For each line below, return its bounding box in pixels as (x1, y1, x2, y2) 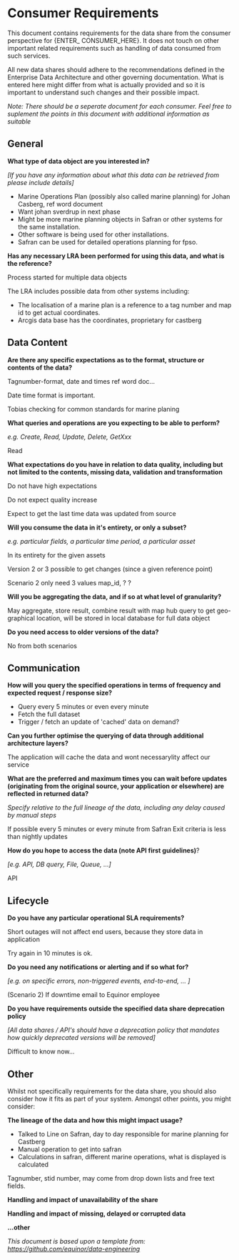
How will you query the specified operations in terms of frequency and (7, 681, 221, 690)
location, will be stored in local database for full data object (36, 613, 210, 622)
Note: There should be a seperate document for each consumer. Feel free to (7, 101, 232, 110)
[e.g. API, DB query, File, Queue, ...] (7, 860, 112, 869)
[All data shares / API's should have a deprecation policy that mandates (7, 1026, 220, 1034)
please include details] (7, 178, 74, 187)
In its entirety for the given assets (7, 550, 106, 559)
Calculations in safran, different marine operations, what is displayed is (17, 1153, 227, 1161)
